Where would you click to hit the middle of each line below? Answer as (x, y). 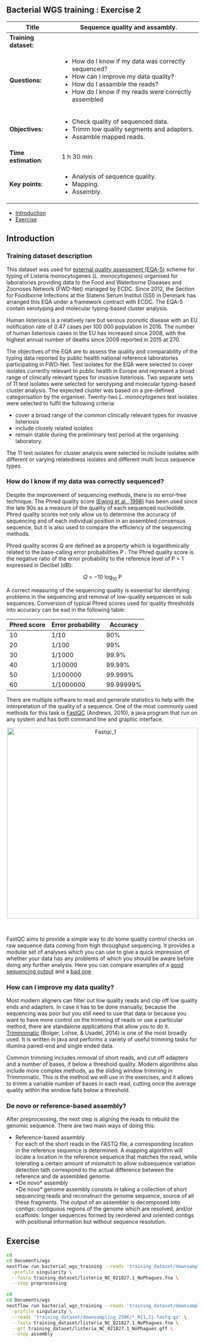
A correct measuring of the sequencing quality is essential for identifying (98, 590)
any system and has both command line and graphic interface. (85, 719)
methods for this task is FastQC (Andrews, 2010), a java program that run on (102, 712)
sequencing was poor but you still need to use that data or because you (97, 1013)
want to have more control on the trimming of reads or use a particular (95, 1019)
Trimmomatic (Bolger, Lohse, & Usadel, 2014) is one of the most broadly (97, 1033)
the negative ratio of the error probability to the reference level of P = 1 (95, 559)
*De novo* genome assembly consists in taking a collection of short (101, 1189)
